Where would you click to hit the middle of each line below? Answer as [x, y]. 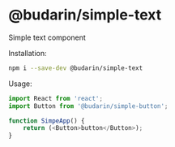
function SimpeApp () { [47, 121]
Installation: [28, 53]
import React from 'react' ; [56, 98]
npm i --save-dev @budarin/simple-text [76, 68]
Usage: [20, 84]
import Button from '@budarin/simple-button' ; [88, 106]
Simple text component [47, 37]
